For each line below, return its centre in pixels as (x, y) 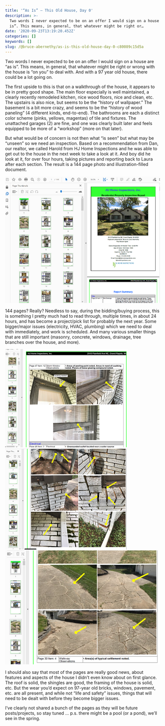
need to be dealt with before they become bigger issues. (62, 698)
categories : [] (21, 36)
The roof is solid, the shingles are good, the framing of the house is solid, (79, 683)
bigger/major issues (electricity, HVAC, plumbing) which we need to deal (79, 326)
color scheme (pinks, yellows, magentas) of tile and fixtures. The (71, 118)
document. (16, 169)
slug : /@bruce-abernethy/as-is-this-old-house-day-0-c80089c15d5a (74, 47)
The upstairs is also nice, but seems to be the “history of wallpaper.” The (79, 102)
